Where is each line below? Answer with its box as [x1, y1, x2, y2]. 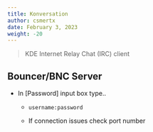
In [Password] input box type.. [17, 89, 107, 98]
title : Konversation [7, 10, 69, 18]
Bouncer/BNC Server [7, 70, 102, 82]
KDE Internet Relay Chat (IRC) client [24, 50, 130, 58]
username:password [28, 104, 83, 111]
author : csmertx [7, 17, 56, 24]
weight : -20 [7, 30, 43, 38]
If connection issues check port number [28, 116, 146, 125]
